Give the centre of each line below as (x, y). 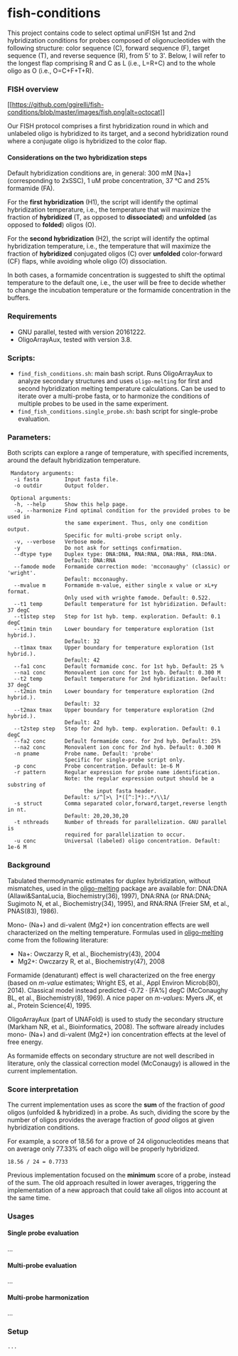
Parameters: (29, 437)
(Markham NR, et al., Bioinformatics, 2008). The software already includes (116, 1026)
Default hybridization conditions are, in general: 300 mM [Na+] (99, 173)
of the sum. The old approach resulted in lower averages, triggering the (112, 1182)
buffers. (19, 298)
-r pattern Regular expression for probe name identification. (117, 773)
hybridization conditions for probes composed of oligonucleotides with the (117, 40)
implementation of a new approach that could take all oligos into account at (118, 1190)
